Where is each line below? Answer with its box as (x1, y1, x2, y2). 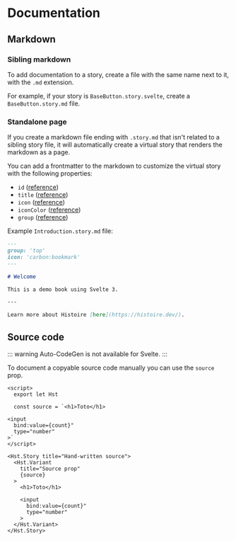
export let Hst (13, 391, 59, 398)
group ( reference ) (17, 213, 69, 222)
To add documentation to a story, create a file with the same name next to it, (7, 70, 230, 79)
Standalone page (7, 117, 67, 127)
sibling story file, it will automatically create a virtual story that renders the (7, 140, 223, 149)
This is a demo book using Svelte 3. (7, 285, 119, 293)
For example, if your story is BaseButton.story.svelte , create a (7, 91, 191, 100)
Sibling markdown (7, 55, 71, 64)
